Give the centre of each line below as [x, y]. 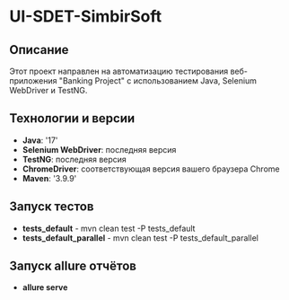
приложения [33, 81]
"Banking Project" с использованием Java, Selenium [158, 81]
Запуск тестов [52, 207]
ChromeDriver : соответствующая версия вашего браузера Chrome [151, 169]
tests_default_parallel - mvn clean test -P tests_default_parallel [140, 238]
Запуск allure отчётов [73, 266]
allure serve [45, 287]
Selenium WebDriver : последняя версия [99, 149]
